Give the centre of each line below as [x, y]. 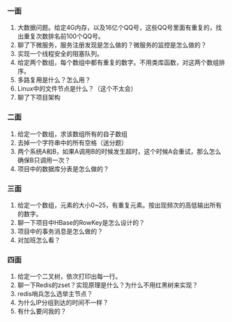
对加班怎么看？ [39, 240]
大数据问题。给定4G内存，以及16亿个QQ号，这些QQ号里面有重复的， [116, 28]
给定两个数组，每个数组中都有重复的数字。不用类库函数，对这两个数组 [118, 63]
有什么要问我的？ [42, 312]
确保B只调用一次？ [44, 160]
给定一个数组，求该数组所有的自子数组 [72, 133]
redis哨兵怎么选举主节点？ [55, 294]
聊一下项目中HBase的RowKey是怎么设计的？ [81, 222]
